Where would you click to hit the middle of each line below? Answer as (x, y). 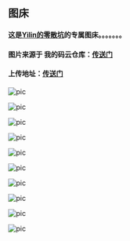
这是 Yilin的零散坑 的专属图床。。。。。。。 (67, 35)
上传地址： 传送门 (36, 74)
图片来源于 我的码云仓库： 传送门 (61, 54)
